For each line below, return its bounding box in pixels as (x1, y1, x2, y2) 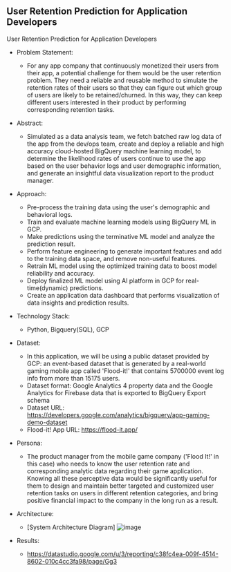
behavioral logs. (26, 210, 73, 218)
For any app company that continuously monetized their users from (26, 61, 219, 70)
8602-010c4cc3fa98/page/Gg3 (26, 557, 118, 565)
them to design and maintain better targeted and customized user (26, 482, 214, 490)
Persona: (16, 439, 43, 447)
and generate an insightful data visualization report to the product (26, 169, 214, 177)
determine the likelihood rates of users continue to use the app (26, 154, 206, 162)
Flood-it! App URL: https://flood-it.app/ (26, 425, 138, 434)
